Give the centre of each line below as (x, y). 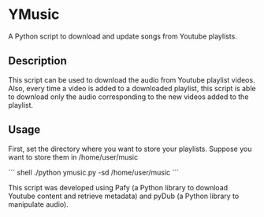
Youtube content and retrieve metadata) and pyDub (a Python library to (124, 196)
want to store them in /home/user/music (73, 157)
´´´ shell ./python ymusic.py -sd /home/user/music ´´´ (94, 172)
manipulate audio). (38, 204)
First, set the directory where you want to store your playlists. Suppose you (130, 149)
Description (37, 61)
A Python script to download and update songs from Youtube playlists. (123, 36)
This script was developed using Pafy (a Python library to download (118, 187)
